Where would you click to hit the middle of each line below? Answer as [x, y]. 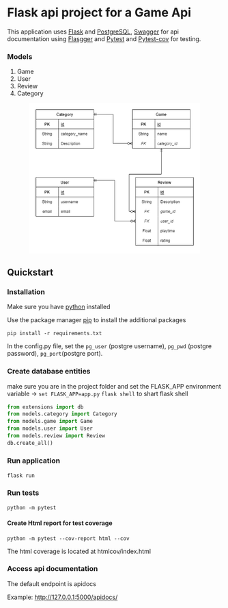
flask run [21, 476]
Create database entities [49, 372]
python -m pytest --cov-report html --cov [68, 538]
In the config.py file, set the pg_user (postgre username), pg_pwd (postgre [110, 346]
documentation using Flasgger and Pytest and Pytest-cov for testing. [104, 38]
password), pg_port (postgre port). [55, 354]
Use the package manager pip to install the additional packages [97, 320]
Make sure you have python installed [59, 307]
